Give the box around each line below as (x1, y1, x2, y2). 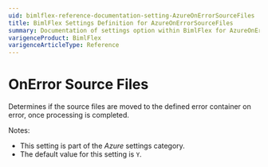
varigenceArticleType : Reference (8, 41, 120, 49)
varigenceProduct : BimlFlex (8, 33, 102, 42)
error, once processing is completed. (8, 111, 130, 120)
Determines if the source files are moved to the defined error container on (8, 102, 251, 111)
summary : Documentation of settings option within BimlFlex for (8, 26, 227, 34)
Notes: (8, 126, 30, 135)
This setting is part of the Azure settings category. (19, 141, 185, 151)
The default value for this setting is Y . (19, 150, 142, 159)
